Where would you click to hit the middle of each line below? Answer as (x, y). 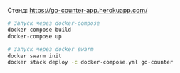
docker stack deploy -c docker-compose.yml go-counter (90, 62)
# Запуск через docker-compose (54, 23)
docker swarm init (35, 56)
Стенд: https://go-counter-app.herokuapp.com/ (78, 10)
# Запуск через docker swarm (51, 49)
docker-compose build (39, 30)
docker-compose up (35, 36)
